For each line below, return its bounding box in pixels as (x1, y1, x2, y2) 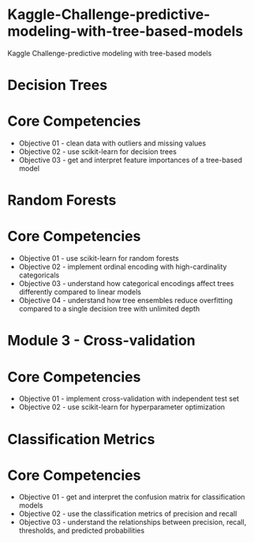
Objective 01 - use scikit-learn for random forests (18, 254, 179, 263)
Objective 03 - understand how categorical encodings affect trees (18, 279, 234, 288)
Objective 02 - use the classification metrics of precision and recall (18, 509, 237, 518)
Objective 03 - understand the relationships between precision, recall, (18, 518, 247, 527)
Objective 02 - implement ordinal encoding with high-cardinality (18, 262, 227, 272)
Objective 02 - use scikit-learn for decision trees (18, 147, 177, 156)
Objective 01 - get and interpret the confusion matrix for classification (18, 492, 245, 502)
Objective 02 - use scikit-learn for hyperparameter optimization (18, 402, 226, 412)
